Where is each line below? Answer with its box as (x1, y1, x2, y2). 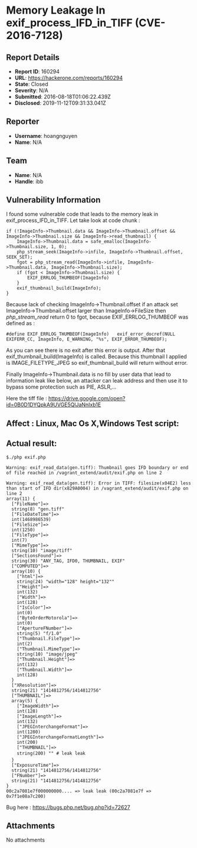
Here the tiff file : (6, 395, 47, 402)
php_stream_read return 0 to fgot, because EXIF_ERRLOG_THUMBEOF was (6, 313, 189, 320)
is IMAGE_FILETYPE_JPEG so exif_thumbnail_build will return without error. (6, 359, 188, 367)
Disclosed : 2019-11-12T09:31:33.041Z (14, 99, 106, 107)
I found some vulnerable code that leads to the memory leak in (6, 211, 158, 218)
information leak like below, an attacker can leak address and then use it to (6, 377, 188, 384)
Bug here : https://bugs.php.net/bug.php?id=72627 (6, 804, 131, 811)
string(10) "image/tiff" (11, 547, 73, 554)
